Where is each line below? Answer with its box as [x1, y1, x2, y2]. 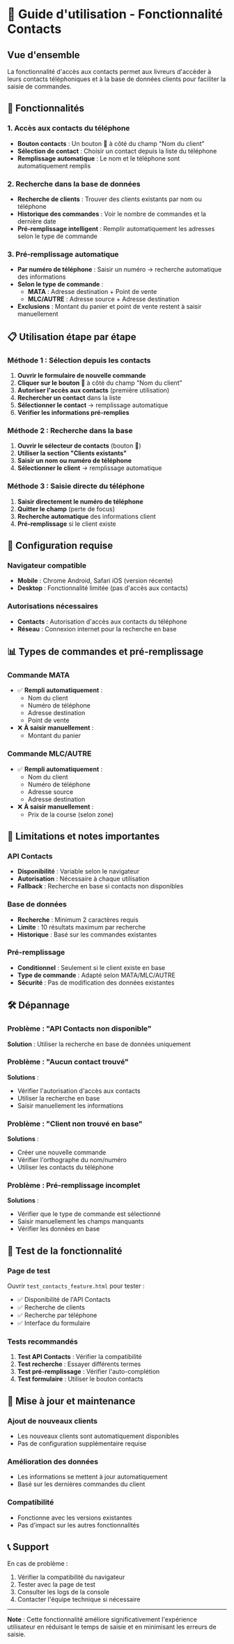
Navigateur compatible [7, 560, 87, 570]
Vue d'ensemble [7, 49, 80, 61]
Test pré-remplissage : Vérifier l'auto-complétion [17, 1367, 160, 1376]
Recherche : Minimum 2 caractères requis [17, 915, 139, 924]
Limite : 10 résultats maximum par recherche [17, 923, 146, 931]
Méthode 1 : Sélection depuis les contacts [7, 355, 151, 365]
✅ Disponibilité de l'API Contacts [17, 1296, 111, 1304]
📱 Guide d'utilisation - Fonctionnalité [7, 6, 224, 22]
